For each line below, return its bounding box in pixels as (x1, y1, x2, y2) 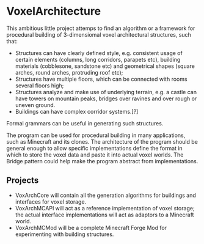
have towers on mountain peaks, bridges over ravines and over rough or (15, 95, 197, 102)
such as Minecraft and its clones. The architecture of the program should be (6, 138, 199, 145)
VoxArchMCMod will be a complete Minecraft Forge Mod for (15, 224, 167, 231)
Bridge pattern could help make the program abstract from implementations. (6, 157, 199, 165)
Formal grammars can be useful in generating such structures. (6, 119, 164, 127)
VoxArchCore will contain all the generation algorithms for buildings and (15, 191, 197, 199)
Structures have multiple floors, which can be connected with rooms (15, 75, 188, 83)
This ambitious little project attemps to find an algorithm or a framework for (6, 24, 195, 32)
